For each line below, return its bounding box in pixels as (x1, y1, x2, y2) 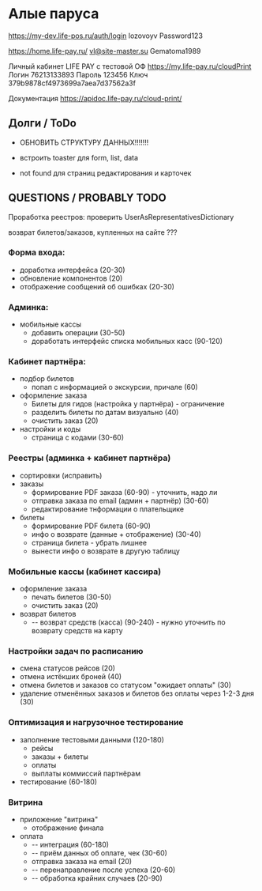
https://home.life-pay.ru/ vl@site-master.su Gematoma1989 (8, 46, 201, 55)
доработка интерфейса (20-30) (19, 265, 125, 274)
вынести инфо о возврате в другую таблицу (31, 546, 180, 556)
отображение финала (31, 823, 104, 832)
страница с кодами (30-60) (31, 432, 125, 443)
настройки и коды (19, 425, 81, 434)
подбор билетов (19, 374, 75, 383)
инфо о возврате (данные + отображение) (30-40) (31, 529, 201, 538)
